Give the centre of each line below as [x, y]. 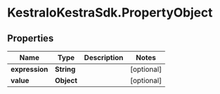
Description [104, 58]
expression [29, 69]
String [65, 69]
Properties [30, 38]
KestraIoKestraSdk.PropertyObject [110, 13]
